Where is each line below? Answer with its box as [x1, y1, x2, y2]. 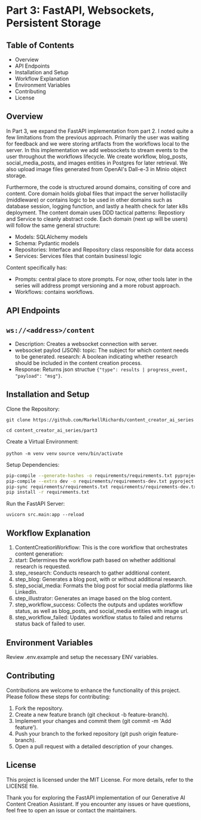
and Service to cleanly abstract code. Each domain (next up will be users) [6, 215, 188, 222]
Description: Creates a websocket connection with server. [14, 341, 158, 348]
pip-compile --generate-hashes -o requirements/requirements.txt [6, 472, 172, 479]
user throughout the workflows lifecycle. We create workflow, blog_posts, [6, 153, 188, 160]
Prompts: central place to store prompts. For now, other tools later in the [14, 275, 193, 283]
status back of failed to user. [14, 620, 86, 627]
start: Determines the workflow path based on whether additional [14, 557, 176, 564]
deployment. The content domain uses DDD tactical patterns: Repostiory [6, 209, 185, 216]
